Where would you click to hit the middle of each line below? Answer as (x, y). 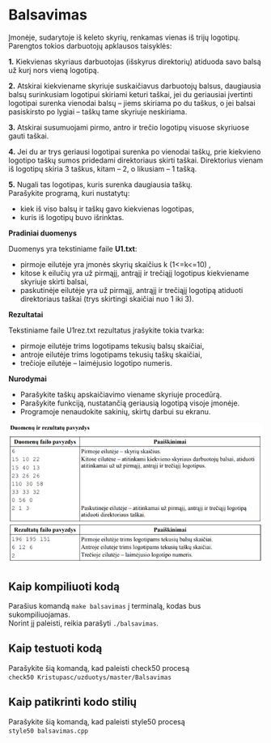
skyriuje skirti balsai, (54, 282)
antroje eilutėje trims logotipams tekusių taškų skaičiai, (111, 355)
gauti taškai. (29, 136)
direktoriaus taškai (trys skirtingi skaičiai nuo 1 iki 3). (107, 299)
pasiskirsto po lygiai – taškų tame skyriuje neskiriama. (98, 112)
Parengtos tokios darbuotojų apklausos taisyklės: (90, 45)
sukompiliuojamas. (39, 614)
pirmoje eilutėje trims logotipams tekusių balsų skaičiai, (112, 346)
